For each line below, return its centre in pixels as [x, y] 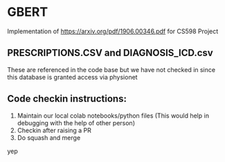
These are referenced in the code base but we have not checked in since [111, 69]
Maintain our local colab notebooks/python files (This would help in [113, 116]
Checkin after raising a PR [54, 130]
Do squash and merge [49, 137]
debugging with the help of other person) [76, 123]
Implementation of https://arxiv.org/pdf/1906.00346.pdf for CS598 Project [113, 31]
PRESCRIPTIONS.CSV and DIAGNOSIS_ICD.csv [110, 53]
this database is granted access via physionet [72, 77]
